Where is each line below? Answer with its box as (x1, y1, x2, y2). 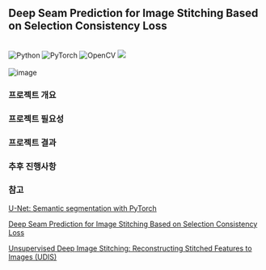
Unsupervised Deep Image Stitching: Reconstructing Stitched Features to (8, 243, 252, 253)
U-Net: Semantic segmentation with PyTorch (8, 203, 158, 213)
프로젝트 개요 (8, 89, 57, 101)
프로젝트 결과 (8, 137, 57, 148)
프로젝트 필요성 (8, 113, 65, 124)
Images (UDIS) (8, 251, 57, 262)
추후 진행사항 (8, 161, 57, 172)
